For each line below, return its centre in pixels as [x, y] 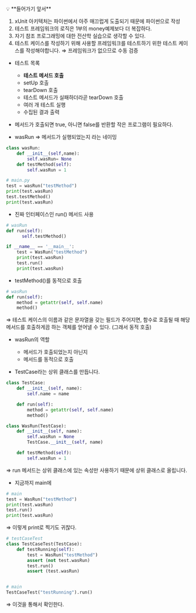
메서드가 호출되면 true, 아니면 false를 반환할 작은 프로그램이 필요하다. [94, 125]
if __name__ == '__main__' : [40, 247]
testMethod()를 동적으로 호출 [48, 280]
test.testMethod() [28, 197]
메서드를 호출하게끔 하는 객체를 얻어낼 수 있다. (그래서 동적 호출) [79, 327]
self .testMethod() [44, 236]
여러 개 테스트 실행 [44, 105]
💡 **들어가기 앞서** [29, 9]
